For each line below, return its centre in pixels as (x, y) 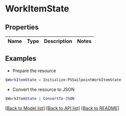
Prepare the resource (34, 70)
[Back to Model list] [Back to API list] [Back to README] (62, 108)
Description (58, 41)
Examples (21, 59)
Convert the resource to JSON (43, 89)
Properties (22, 27)
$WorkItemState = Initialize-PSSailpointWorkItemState (63, 80)
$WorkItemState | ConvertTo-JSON (40, 98)
